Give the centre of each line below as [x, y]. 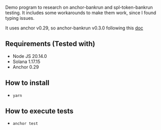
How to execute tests [39, 111]
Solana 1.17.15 [26, 61]
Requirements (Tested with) [50, 44]
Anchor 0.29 [26, 67]
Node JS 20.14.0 [30, 56]
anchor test [25, 124]
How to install [27, 83]
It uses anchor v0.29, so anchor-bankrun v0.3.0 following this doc [74, 28]
